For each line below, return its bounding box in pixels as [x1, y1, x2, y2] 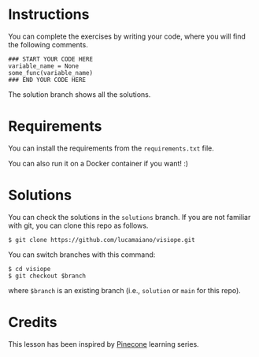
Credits [8, 314, 57, 331]
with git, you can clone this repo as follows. [8, 221, 149, 230]
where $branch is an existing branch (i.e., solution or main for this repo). [8, 285, 242, 295]
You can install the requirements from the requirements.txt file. [8, 143, 215, 153]
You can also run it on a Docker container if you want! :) [8, 158, 189, 168]
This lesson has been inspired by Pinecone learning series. [8, 339, 199, 348]
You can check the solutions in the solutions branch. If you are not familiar [8, 212, 251, 221]
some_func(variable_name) [8, 69, 93, 76]
